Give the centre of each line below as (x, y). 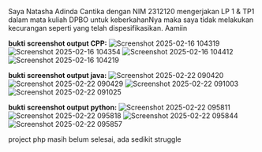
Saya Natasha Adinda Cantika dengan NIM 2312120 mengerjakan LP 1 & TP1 (131, 11)
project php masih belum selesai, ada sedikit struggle (95, 139)
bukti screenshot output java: (58, 75)
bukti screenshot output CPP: (58, 43)
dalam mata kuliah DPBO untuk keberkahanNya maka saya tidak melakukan (131, 20)
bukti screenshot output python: (62, 107)
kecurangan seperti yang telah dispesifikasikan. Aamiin (98, 28)
